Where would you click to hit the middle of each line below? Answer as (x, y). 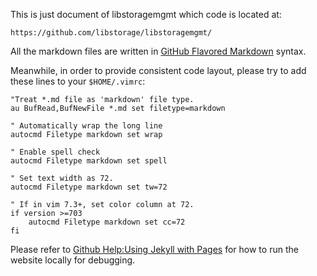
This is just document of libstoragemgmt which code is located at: (146, 14)
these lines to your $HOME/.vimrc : (78, 81)
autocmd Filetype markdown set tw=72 (89, 187)
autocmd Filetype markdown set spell (89, 161)
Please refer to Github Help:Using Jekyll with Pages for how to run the (154, 249)
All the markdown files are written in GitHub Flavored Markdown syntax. (158, 51)
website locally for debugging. (73, 260)
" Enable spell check (55, 152)
